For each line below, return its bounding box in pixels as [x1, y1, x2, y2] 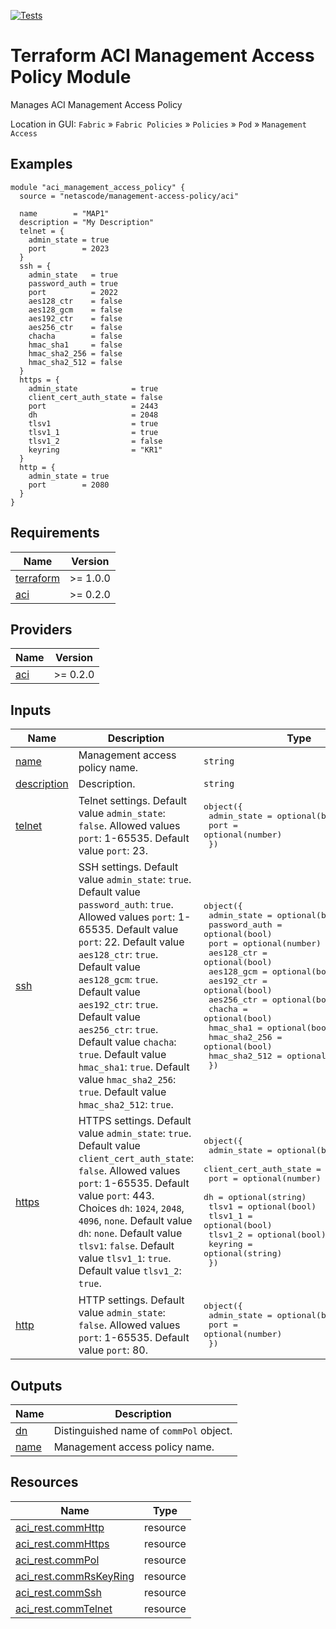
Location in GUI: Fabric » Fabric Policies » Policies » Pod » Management [10, 118, 307, 130]
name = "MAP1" [19, 208, 110, 219]
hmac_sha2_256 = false [28, 348, 123, 359]
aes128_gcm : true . [78, 973, 159, 987]
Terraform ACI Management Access [10, 45, 315, 67]
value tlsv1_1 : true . [78, 1251, 172, 1265]
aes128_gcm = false [28, 305, 123, 315]
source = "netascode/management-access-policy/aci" [19, 191, 240, 201]
